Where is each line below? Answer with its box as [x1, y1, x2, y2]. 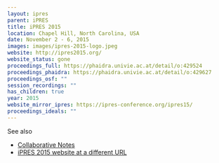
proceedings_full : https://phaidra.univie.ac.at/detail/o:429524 [7, 62, 202, 69]
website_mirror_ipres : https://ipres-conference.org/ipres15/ [7, 101, 193, 108]
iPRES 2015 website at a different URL [17, 148, 128, 156]
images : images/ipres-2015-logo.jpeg [7, 43, 118, 50]
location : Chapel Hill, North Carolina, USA [7, 29, 140, 37]
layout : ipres [7, 10, 49, 17]
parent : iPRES [7, 17, 49, 24]
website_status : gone [7, 56, 71, 63]
